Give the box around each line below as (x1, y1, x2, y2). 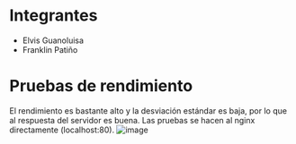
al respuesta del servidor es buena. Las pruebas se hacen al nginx (9, 114, 256, 125)
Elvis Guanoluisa (22, 35, 84, 46)
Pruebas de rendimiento (9, 76, 193, 97)
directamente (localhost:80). (9, 124, 115, 135)
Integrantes (9, 5, 98, 26)
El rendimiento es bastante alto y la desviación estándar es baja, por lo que (9, 105, 288, 116)
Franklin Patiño (22, 44, 78, 55)
